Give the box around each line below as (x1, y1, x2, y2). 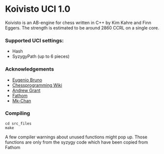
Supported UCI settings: (5, 37, 64, 44)
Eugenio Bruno (12, 77, 43, 83)
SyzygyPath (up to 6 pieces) (12, 53, 70, 59)
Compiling (5, 110, 30, 117)
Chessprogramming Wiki (12, 82, 62, 88)
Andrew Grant (12, 87, 41, 93)
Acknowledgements (5, 66, 54, 73)
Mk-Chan (12, 98, 31, 103)
